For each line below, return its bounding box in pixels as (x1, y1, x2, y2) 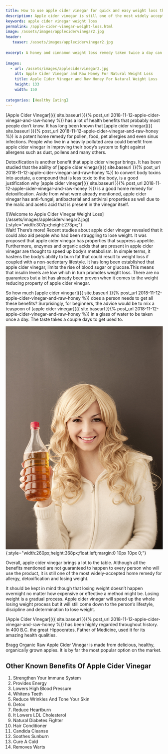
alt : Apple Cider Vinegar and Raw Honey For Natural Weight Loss (14, 71, 154, 76)
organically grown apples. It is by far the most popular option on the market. (5, 647, 162, 653)
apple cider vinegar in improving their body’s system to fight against (5, 144, 146, 150)
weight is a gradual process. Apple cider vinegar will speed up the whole (5, 596, 155, 602)
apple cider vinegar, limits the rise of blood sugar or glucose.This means (5, 264, 154, 270)
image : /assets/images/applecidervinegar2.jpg (5, 29, 104, 34)
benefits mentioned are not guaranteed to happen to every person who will (5, 565, 160, 571)
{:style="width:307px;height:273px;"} (5, 221, 83, 227)
